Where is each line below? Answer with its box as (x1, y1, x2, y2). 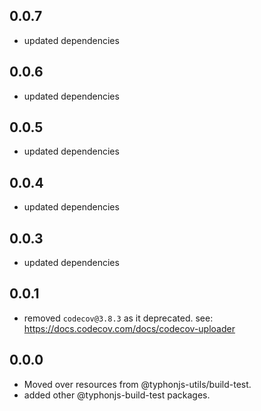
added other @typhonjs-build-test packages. (23, 389, 211, 401)
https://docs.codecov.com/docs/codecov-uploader (23, 322, 236, 334)
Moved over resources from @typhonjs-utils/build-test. (23, 378, 252, 390)
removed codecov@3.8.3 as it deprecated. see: (23, 312, 214, 324)
